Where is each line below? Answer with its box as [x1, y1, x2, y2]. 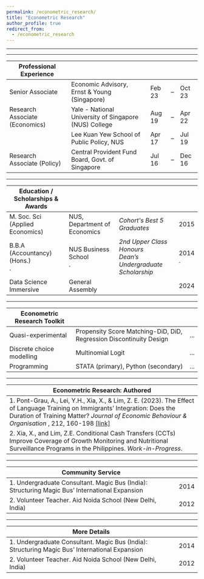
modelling [9, 352, 38, 361]
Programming [9, 362, 49, 371]
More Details [72, 527, 110, 536]
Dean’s [118, 253, 139, 262]
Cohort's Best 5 [118, 217, 164, 225]
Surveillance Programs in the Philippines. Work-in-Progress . [9, 445, 183, 453]
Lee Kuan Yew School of [70, 130, 141, 139]
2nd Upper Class [118, 238, 168, 246]
